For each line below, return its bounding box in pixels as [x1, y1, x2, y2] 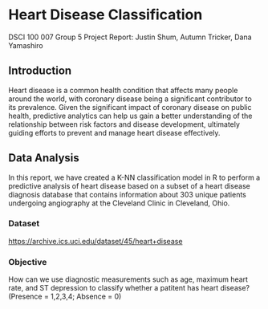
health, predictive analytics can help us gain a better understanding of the [8, 111, 253, 120]
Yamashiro [8, 40, 43, 50]
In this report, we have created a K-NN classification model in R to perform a [8, 173, 261, 182]
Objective [8, 256, 47, 267]
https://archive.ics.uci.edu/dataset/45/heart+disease [8, 236, 183, 246]
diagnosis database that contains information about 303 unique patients [8, 189, 246, 199]
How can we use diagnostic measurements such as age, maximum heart [8, 274, 249, 284]
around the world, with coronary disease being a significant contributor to [8, 94, 253, 104]
